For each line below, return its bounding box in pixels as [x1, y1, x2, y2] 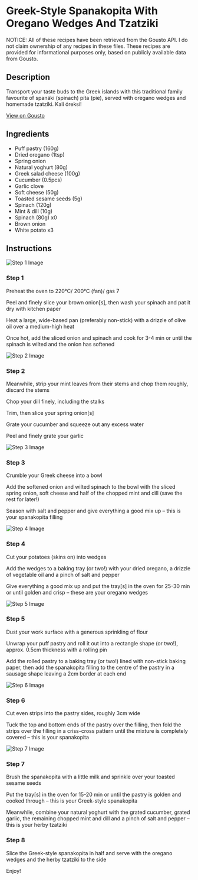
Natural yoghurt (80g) [14, 164, 68, 171]
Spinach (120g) [14, 201, 52, 208]
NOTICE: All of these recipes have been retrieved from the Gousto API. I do [6, 36, 188, 43]
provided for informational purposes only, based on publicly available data [6, 48, 187, 56]
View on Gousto [6, 112, 45, 119]
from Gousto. [6, 55, 38, 62]
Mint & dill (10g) [14, 207, 53, 215]
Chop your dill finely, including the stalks [6, 398, 105, 405]
